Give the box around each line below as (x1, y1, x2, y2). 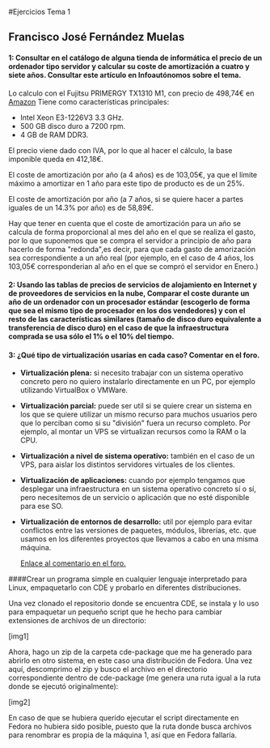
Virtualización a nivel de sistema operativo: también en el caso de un (19, 451, 255, 461)
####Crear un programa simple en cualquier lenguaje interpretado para (8, 575, 247, 584)
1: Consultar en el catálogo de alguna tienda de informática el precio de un (8, 53, 263, 62)
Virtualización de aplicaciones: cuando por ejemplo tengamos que (19, 476, 246, 485)
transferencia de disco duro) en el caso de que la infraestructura (8, 323, 229, 333)
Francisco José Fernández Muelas (8, 30, 185, 44)
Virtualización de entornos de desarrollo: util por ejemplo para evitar (19, 517, 253, 527)
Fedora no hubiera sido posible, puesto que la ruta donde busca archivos (8, 721, 252, 732)
